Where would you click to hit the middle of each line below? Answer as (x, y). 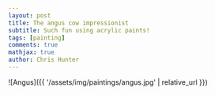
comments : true (33, 45)
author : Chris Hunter (44, 60)
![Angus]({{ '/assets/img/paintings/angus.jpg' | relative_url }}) (108, 82)
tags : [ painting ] (37, 38)
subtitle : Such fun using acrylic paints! (79, 30)
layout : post (30, 15)
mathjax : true (32, 52)
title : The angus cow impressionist (68, 23)
